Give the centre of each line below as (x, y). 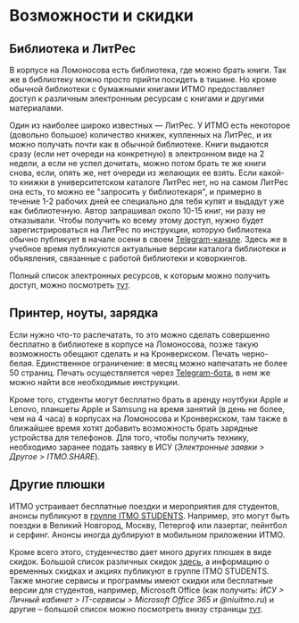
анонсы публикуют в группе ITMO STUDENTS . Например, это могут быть (149, 516)
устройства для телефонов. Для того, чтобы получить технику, (129, 437)
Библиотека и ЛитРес (73, 49)
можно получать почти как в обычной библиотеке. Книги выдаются (139, 144)
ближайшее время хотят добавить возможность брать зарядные (134, 428)
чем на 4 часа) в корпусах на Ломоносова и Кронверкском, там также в (149, 418)
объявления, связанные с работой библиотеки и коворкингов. (129, 258)
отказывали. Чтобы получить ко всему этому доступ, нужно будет (137, 220)
